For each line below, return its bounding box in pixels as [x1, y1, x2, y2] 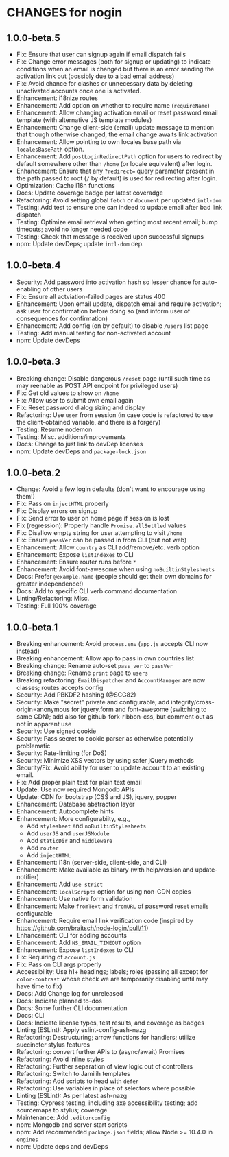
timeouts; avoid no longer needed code [16, 225, 128, 233]
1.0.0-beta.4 [6, 259, 61, 272]
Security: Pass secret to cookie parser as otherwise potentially [16, 735, 193, 743]
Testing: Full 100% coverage [16, 601, 97, 610]
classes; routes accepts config [16, 684, 104, 692]
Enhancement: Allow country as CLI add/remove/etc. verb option [16, 543, 200, 551]
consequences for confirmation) [16, 314, 108, 322]
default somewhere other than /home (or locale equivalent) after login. [16, 160, 213, 167]
